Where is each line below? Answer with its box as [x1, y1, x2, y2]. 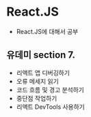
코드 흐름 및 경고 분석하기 [16, 86, 85, 94]
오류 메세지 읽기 [16, 77, 59, 85]
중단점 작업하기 [16, 94, 57, 102]
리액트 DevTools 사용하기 [16, 103, 85, 111]
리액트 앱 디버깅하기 [16, 69, 70, 77]
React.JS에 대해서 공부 [16, 27, 79, 35]
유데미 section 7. [6, 49, 76, 61]
